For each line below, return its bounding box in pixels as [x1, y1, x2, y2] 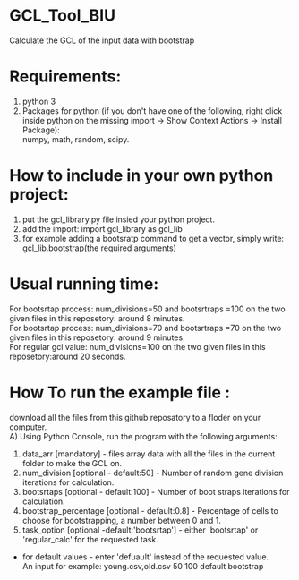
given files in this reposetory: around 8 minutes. [9, 312, 185, 323]
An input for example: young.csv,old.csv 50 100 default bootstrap [21, 560, 264, 571]
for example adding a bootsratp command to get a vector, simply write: [21, 233, 285, 243]
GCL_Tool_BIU [9, 5, 116, 26]
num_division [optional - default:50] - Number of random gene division [21, 467, 284, 478]
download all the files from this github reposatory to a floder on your [9, 412, 261, 422]
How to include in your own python [9, 166, 274, 186]
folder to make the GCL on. [21, 457, 123, 468]
